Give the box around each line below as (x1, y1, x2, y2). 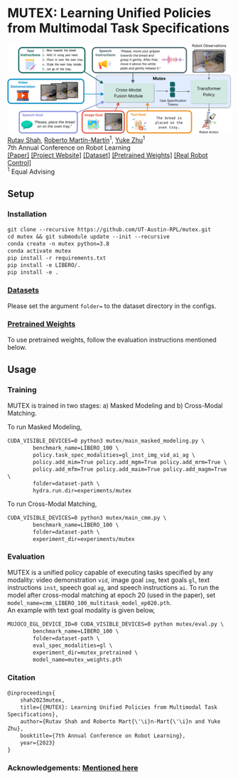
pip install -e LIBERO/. (7, 262, 81, 269)
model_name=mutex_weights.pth (33, 656, 122, 663)
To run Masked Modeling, (7, 422, 82, 431)
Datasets (7, 285, 39, 295)
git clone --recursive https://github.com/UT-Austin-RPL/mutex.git (7, 226, 212, 233)
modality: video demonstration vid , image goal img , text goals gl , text (7, 575, 210, 584)
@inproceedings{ (7, 690, 55, 697)
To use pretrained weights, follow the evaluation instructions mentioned (7, 335, 217, 344)
